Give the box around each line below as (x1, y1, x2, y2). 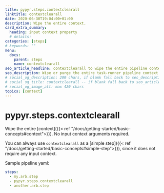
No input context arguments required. (54, 131, 130, 137)
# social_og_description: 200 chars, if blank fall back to (5, 75, 130, 80)
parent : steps (14, 57, 42, 62)
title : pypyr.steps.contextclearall (5, 7, 80, 12)
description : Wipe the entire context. (5, 20, 86, 26)
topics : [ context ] (5, 89, 42, 94)
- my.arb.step (9, 174, 38, 179)
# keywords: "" (5, 43, 36, 48)
